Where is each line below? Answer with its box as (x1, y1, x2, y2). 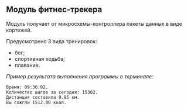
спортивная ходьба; (14, 55, 66, 62)
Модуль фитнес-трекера (6, 5, 102, 15)
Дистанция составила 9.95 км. (6, 94, 80, 100)
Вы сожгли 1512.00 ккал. (6, 99, 67, 105)
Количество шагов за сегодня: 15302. (6, 89, 98, 95)
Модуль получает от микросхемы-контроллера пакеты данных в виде (6, 20, 183, 27)
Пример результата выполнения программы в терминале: (6, 73, 153, 80)
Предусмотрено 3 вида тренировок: (6, 37, 98, 44)
